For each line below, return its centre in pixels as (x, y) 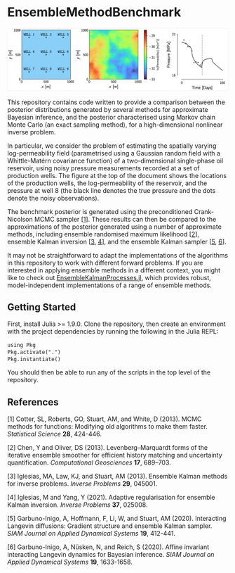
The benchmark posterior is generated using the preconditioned (100, 211)
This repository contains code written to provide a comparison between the (116, 102)
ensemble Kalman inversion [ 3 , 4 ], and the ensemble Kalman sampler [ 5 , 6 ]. (117, 241)
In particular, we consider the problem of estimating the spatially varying (112, 146)
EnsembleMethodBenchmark (94, 12)
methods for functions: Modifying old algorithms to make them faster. (108, 427)
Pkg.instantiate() (34, 360)
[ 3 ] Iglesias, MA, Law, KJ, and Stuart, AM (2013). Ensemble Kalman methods (117, 477)
